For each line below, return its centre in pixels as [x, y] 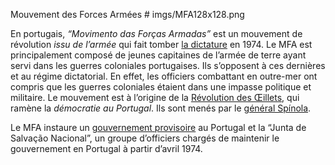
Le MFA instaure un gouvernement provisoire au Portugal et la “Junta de [158, 127]
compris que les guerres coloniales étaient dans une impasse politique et [161, 87]
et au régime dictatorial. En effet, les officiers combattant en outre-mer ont [164, 76]
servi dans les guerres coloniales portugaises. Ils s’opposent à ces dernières [168, 65]
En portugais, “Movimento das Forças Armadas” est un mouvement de [156, 33]
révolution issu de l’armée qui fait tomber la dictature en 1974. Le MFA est [161, 44]
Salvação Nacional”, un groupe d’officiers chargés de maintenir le [145, 138]
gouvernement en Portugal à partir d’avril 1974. [106, 148]
